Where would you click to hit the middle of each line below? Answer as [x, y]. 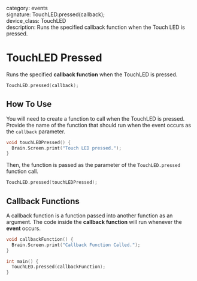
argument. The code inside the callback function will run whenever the [94, 222]
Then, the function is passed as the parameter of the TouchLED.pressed [93, 165]
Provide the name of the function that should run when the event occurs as [99, 125]
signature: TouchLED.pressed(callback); [55, 14]
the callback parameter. [36, 131]
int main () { [22, 261]
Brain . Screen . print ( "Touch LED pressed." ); [66, 148]
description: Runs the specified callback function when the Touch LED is [96, 27]
